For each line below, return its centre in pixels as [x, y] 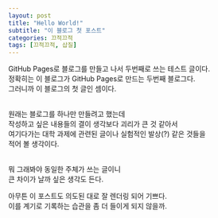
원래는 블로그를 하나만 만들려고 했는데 [67, 114]
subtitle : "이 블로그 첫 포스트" [57, 30]
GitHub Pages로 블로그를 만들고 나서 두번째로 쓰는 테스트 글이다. [109, 69]
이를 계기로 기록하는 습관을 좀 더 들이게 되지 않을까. [88, 206]
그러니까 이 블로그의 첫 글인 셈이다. [62, 89]
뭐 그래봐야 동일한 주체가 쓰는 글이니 [64, 169]
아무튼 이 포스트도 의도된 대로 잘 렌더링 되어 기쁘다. [88, 197]
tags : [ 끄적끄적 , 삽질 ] [43, 45]
